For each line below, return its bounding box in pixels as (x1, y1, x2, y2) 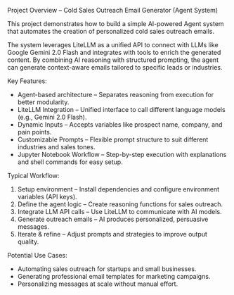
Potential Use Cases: (7, 251, 68, 259)
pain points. (17, 128, 52, 136)
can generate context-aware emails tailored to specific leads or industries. (7, 63, 223, 71)
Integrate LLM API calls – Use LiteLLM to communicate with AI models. (17, 208, 223, 215)
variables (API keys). (17, 193, 77, 201)
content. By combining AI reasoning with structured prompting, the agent (7, 56, 219, 64)
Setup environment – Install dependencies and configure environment (17, 185, 220, 193)
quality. (17, 237, 39, 246)
